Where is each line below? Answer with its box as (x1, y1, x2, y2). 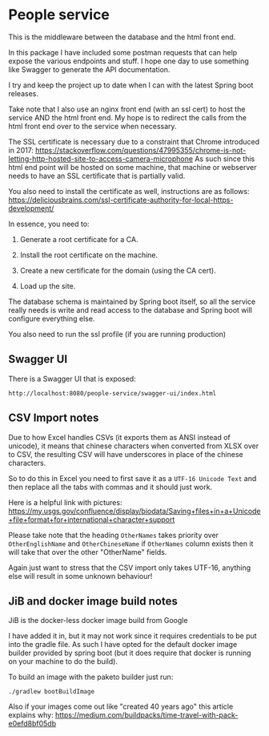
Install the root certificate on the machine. (19, 250, 159, 260)
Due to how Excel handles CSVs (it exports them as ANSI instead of (8, 432, 231, 442)
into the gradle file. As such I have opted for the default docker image (8, 640, 238, 649)
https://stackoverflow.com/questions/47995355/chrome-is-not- (35, 145, 247, 155)
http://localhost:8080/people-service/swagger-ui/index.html (8, 389, 217, 398)
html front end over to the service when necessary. (8, 121, 178, 131)
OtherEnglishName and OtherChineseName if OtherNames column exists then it (8, 539, 254, 548)
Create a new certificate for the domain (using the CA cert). (19, 265, 216, 275)
